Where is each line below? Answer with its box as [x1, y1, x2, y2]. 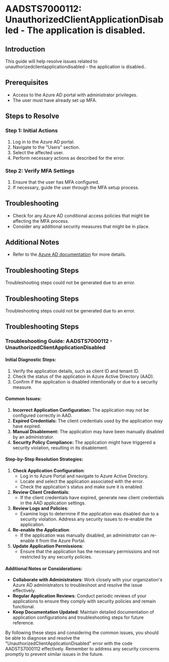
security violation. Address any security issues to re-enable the [20, 516, 152, 522]
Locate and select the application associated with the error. [20, 478, 144, 484]
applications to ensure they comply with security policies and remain [12, 598, 156, 604]
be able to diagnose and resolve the [5, 635, 80, 641]
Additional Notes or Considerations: [5, 565, 82, 571]
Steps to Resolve [5, 112, 60, 121]
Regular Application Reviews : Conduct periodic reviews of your [12, 593, 147, 599]
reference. [12, 620, 34, 626]
